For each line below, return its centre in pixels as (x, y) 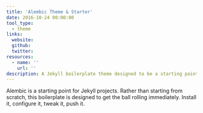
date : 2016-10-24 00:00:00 (40, 18)
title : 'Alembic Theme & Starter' (50, 12)
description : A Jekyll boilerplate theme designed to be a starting (94, 74)
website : (23, 40)
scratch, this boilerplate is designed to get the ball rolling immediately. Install (101, 97)
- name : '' (25, 62)
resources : (20, 57)
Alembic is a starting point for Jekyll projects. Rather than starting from (95, 91)
